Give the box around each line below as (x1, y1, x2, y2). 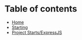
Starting (11, 24, 28, 30)
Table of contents (4, 3, 78, 14)
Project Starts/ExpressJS (11, 29, 62, 35)
